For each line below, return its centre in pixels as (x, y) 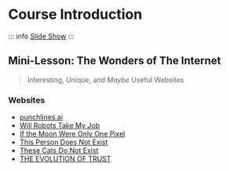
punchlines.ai (41, 117)
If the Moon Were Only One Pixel (72, 134)
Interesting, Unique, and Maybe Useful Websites (105, 79)
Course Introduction (75, 15)
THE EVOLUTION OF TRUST (65, 159)
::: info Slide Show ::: (41, 36)
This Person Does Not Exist (64, 142)
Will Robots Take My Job (60, 126)
